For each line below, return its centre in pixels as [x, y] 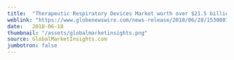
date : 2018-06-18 [36, 26]
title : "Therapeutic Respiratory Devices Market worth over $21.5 [107, 13]
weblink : [20, 20]
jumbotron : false [32, 46]
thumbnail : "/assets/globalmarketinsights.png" [78, 33]
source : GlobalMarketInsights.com [57, 39]
